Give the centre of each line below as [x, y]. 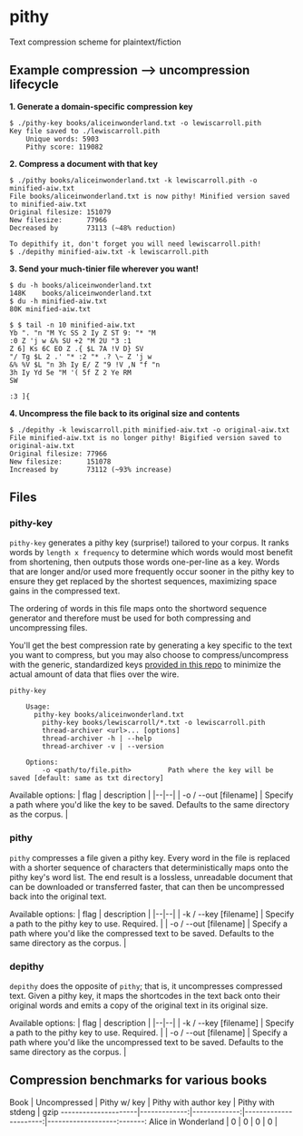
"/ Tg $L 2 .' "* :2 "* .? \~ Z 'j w [81, 357]
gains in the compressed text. [65, 591]
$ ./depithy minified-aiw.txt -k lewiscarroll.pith [109, 251]
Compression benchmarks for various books [138, 1080]
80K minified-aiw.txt [50, 309]
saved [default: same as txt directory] [87, 779]
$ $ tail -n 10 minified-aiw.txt [73, 325]
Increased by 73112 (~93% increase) [91, 469]
